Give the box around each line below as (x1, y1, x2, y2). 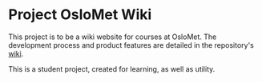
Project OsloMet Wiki (8, 6, 152, 24)
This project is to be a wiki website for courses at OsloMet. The (8, 32, 217, 41)
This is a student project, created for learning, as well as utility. (8, 64, 216, 73)
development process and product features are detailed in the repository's (8, 40, 254, 49)
